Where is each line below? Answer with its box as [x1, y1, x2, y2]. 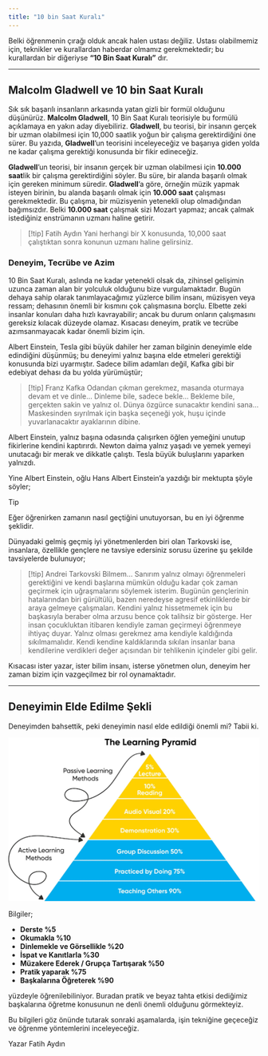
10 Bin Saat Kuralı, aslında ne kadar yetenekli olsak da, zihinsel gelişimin [8, 276, 245, 285]
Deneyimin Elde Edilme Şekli [8, 700, 152, 714]
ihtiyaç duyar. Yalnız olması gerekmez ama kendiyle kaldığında [27, 628, 233, 638]
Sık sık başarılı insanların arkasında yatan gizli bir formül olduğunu [8, 105, 226, 114]
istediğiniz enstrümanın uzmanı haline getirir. [8, 213, 156, 223]
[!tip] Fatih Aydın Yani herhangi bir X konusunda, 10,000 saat [27, 228, 227, 239]
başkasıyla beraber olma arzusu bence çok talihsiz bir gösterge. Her [27, 611, 253, 621]
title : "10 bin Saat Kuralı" [8, 13, 105, 21]
